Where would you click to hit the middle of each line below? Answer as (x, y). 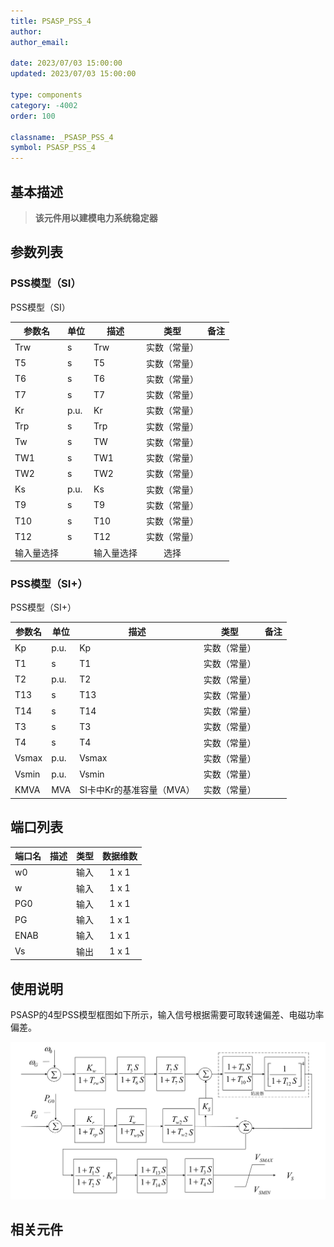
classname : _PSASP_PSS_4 (62, 137)
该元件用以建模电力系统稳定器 (96, 217)
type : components (46, 95)
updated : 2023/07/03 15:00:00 (73, 74)
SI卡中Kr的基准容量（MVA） (137, 790)
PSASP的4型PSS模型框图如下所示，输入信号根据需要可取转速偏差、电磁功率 (167, 1015)
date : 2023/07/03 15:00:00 (66, 63)
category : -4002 (44, 105)
